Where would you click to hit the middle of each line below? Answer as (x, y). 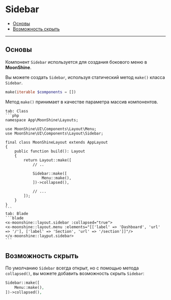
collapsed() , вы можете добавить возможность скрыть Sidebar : (75, 274)
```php (12, 116)
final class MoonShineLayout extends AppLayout (57, 142)
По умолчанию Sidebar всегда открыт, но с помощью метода (72, 268)
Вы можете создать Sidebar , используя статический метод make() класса (85, 77)
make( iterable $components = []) (41, 92)
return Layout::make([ (48, 160)
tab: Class (17, 111)
